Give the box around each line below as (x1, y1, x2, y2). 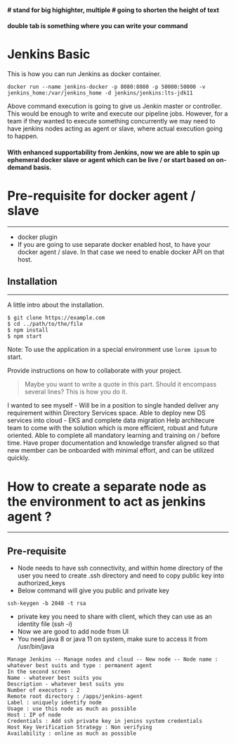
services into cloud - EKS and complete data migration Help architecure (7, 416, 215, 425)
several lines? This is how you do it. (24, 388, 128, 396)
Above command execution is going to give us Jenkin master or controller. (7, 102, 223, 111)
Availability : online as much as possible (7, 730, 137, 737)
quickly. (7, 453, 30, 462)
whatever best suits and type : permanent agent (7, 662, 152, 669)
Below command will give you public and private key (17, 586, 170, 595)
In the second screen (7, 669, 71, 676)
